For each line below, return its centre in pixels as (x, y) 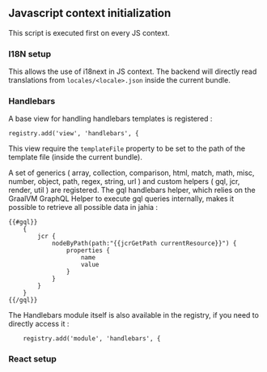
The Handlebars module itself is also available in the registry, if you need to (133, 315)
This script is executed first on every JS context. (89, 32)
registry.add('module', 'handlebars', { (92, 339)
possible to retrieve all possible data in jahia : (83, 207)
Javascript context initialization (90, 13)
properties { (88, 250)
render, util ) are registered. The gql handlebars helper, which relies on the (132, 190)
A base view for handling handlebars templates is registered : (110, 119)
